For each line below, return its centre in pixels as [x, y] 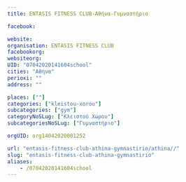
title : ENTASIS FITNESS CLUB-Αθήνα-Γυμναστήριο [78, 14]
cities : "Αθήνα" [31, 71]
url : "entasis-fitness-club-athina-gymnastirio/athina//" [93, 148]
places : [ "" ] [26, 97]
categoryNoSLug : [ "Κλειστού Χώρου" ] [60, 117]
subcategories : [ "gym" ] [42, 110]
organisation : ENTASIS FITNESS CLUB [60, 45]
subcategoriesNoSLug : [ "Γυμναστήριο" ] [64, 123]
